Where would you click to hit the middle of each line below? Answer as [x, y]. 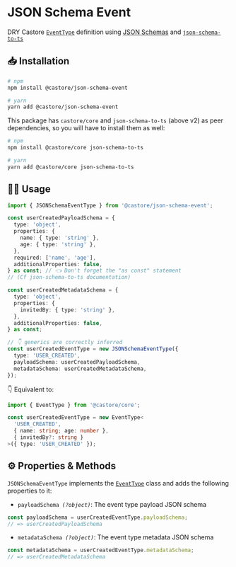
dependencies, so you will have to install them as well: [86, 128]
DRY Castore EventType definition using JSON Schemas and [94, 32]
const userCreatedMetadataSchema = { [63, 290]
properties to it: [30, 491]
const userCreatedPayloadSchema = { [61, 218]
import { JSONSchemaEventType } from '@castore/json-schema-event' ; [110, 205]
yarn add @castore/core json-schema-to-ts [71, 167]
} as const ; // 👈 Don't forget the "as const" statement [94, 271]
